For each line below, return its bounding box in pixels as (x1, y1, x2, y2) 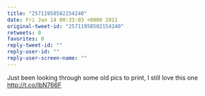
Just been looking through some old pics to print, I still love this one (7, 73, 198, 82)
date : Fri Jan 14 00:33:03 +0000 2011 (7, 16, 118, 23)
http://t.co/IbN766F (7, 80, 62, 89)
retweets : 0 (7, 29, 41, 36)
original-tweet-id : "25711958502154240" (7, 23, 125, 29)
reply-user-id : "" (7, 49, 60, 56)
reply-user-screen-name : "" (7, 55, 88, 62)
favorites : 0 (7, 36, 45, 43)
